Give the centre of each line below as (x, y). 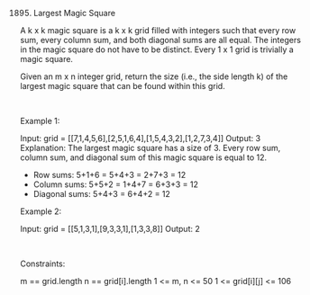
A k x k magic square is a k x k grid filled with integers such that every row (158, 30)
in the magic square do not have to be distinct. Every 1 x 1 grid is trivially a (157, 49)
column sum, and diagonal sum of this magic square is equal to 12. (144, 157)
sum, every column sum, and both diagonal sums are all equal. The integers (161, 40)
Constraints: (43, 264)
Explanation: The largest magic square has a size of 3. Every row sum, (150, 148)
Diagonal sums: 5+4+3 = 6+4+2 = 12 (102, 194)
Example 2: (41, 211)
